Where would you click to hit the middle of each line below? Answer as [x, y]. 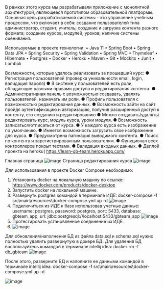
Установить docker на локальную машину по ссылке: [68, 180]
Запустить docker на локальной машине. [55, 190]
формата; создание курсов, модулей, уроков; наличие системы [72, 33]
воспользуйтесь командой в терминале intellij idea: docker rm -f [72, 247]
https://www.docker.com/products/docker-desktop [64, 185]
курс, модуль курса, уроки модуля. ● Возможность [93, 120]
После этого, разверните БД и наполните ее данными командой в [75, 261]
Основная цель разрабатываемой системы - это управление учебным [79, 17]
